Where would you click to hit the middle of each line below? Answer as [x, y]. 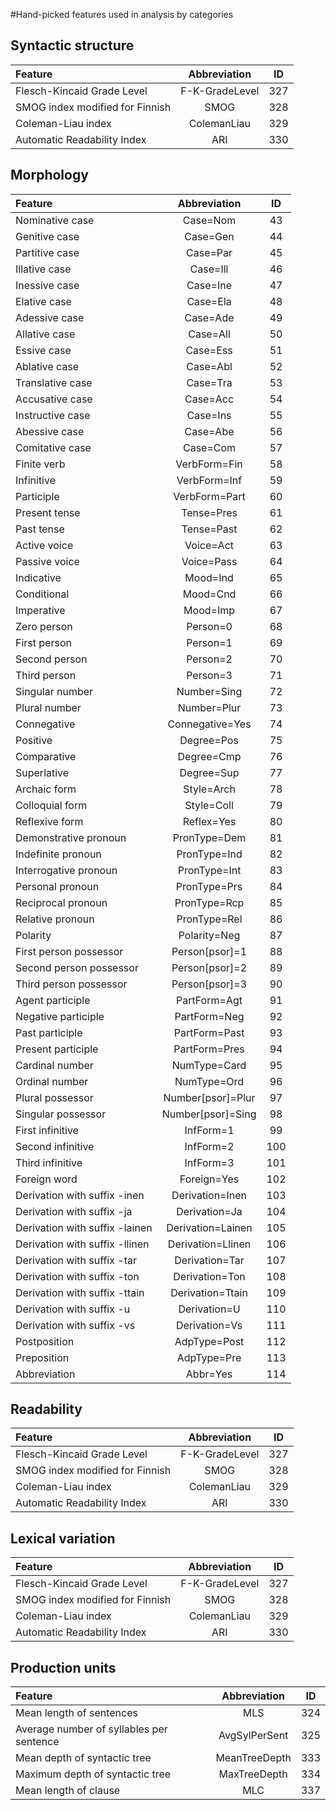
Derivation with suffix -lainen [84, 1227]
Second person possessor [77, 967]
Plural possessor [54, 1097]
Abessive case [50, 431]
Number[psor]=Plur [209, 1097]
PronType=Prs [209, 886]
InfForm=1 [209, 1130]
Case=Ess [209, 350]
